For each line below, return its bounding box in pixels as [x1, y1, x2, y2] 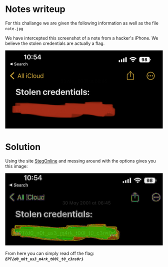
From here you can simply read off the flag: [5, 250, 94, 256]
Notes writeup [5, 3, 66, 15]
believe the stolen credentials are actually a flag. [5, 40, 105, 46]
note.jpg [5, 26, 23, 31]
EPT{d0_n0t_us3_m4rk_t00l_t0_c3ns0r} [5, 256, 84, 262]
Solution [5, 141, 41, 153]
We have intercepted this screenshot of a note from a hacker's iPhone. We [5, 35, 158, 41]
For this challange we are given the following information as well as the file [5, 20, 159, 26]
